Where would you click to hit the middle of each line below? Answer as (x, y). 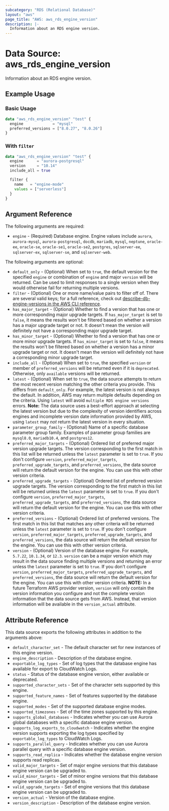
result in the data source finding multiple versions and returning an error (87, 561)
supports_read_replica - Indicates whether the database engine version (87, 754)
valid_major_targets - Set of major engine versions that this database (85, 766)
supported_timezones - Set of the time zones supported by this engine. (85, 712)
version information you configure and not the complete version (78, 593)
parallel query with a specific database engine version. (69, 749)
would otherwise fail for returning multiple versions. (66, 288)
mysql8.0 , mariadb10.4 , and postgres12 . (53, 438)
